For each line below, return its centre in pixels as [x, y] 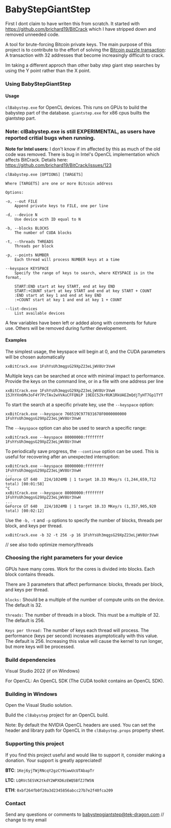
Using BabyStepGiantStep [38, 84]
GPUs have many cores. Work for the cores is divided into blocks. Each [80, 569]
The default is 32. [24, 605]
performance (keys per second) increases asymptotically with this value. [82, 636]
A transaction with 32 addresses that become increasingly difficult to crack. [85, 55]
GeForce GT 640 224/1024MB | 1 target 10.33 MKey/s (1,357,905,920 [81, 506]
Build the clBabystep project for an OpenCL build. [57, 715]
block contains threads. [30, 574]
